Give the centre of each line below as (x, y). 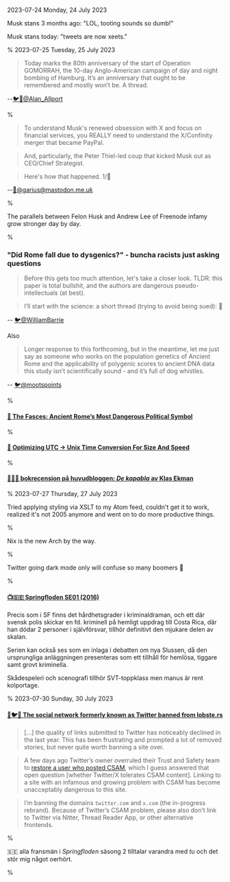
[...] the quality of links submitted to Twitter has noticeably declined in (122, 733)
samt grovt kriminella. (38, 665)
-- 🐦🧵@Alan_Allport (35, 99)
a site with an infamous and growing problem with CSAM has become (122, 782)
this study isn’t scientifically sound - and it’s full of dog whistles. (114, 371)
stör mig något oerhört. (40, 859)
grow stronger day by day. (44, 224)
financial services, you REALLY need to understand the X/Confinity (118, 135)
